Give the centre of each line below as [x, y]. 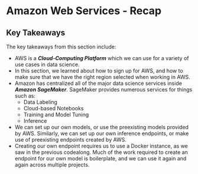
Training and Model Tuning [56, 114]
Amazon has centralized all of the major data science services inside [98, 83]
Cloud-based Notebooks [53, 108]
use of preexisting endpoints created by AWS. [71, 139]
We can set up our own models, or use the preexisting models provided [102, 127]
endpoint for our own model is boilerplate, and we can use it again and [100, 158]
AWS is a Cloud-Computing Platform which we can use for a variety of [102, 58]
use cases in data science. [47, 64]
